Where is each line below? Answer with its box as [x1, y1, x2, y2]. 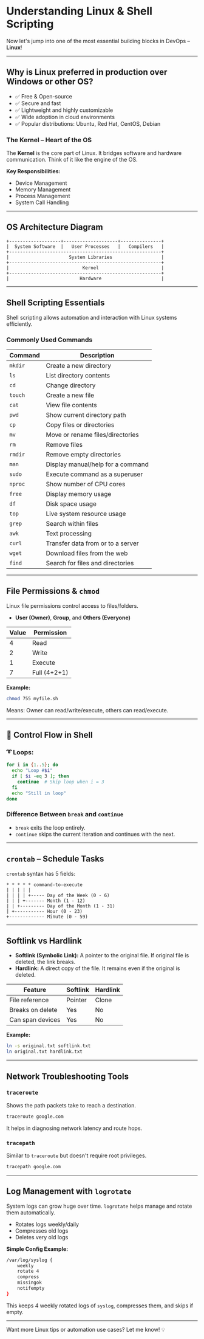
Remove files [46, 440, 83, 449]
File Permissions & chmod [6, 586, 100, 596]
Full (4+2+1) [32, 668, 69, 676]
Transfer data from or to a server [46, 539, 139, 548]
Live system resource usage [46, 509, 126, 518]
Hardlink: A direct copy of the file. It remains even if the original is [15, 965, 180, 972]
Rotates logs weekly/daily [15, 1220, 80, 1228]
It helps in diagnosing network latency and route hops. [6, 1124, 143, 1132]
